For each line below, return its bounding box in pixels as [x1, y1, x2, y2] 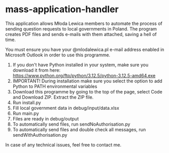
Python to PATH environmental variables [12, 83, 98, 89]
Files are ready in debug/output [12, 115, 79, 121]
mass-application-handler [5, 4, 119, 15]
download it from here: [12, 67, 61, 73]
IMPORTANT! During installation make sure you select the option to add [12, 78, 163, 84]
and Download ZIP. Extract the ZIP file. [12, 94, 94, 100]
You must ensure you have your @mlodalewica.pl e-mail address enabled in [5, 46, 164, 52]
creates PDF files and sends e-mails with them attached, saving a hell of [5, 31, 157, 37]
